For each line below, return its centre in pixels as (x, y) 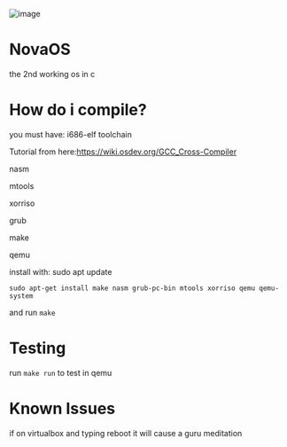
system (21, 296)
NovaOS (40, 50)
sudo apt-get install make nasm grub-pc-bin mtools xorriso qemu (132, 288)
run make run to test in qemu (61, 372)
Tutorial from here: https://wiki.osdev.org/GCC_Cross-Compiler (123, 152)
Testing (38, 348)
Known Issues (62, 409)
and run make (32, 312)
